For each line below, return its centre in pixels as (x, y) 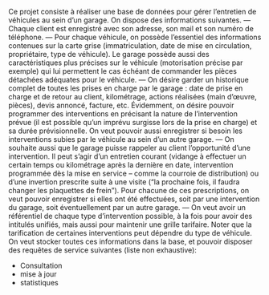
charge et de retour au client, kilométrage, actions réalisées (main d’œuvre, (132, 97)
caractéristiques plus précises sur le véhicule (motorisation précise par (126, 63)
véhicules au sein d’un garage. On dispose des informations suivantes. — (130, 20)
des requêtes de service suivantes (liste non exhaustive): (102, 250)
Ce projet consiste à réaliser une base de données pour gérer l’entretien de (132, 12)
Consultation (41, 265)
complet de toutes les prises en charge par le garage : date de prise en (126, 88)
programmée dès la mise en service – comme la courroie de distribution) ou (134, 173)
